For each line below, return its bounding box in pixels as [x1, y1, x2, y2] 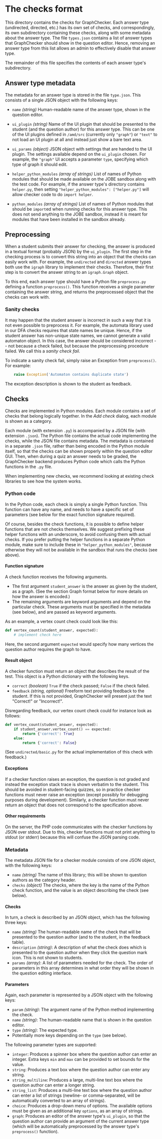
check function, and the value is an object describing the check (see [12, 888, 149, 893]
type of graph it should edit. [12, 161, 68, 167]
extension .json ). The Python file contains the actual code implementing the [5, 433, 157, 438]
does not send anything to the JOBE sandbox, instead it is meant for [12, 211, 148, 217]
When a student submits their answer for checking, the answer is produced [5, 243, 155, 249]
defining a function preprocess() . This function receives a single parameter [5, 284, 155, 289]
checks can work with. [5, 294, 50, 300]
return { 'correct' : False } [22, 740, 77, 745]
